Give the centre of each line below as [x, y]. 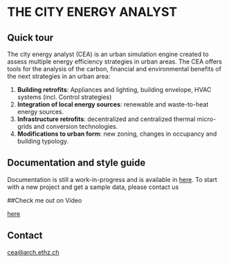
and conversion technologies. [76, 126]
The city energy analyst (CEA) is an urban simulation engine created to [108, 54]
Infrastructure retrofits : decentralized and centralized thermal [106, 119]
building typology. [43, 141]
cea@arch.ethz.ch [33, 252]
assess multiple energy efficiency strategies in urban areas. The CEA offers [115, 62]
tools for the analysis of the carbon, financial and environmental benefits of [114, 69]
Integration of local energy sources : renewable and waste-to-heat [113, 104]
